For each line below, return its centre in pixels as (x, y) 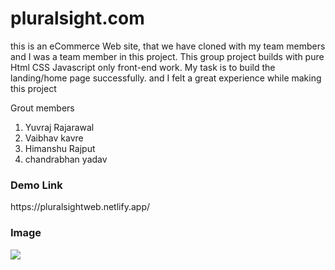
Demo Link (36, 185)
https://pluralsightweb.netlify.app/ (80, 207)
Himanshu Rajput (60, 148)
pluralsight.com (77, 18)
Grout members (42, 108)
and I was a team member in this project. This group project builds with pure (167, 56)
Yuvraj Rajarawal (59, 127)
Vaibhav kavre (54, 138)
